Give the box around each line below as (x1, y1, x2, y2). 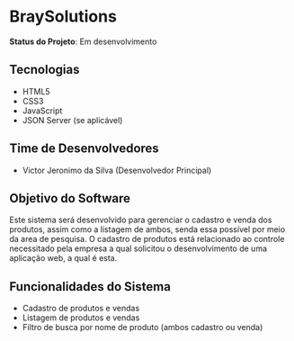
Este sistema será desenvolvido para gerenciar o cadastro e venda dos (9, 214, 272, 226)
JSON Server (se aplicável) (22, 114, 123, 125)
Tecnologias (9, 62, 80, 77)
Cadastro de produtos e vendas (22, 303, 140, 314)
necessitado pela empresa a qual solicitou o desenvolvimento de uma (9, 243, 268, 254)
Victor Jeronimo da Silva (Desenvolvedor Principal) (22, 165, 212, 175)
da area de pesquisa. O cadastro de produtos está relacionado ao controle (9, 234, 285, 245)
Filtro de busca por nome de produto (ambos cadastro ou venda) (22, 322, 263, 333)
